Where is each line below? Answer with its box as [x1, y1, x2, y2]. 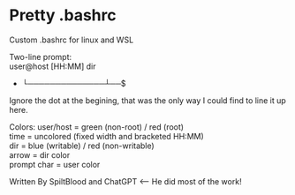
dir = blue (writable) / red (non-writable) [9, 140, 155, 151]
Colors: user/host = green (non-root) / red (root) [9, 121, 184, 132]
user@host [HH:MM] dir [9, 61, 96, 71]
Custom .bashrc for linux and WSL [9, 34, 134, 45]
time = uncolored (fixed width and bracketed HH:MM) [9, 131, 205, 141]
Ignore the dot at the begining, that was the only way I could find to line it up [9, 94, 287, 106]
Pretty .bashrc [9, 5, 117, 26]
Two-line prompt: [9, 51, 72, 62]
